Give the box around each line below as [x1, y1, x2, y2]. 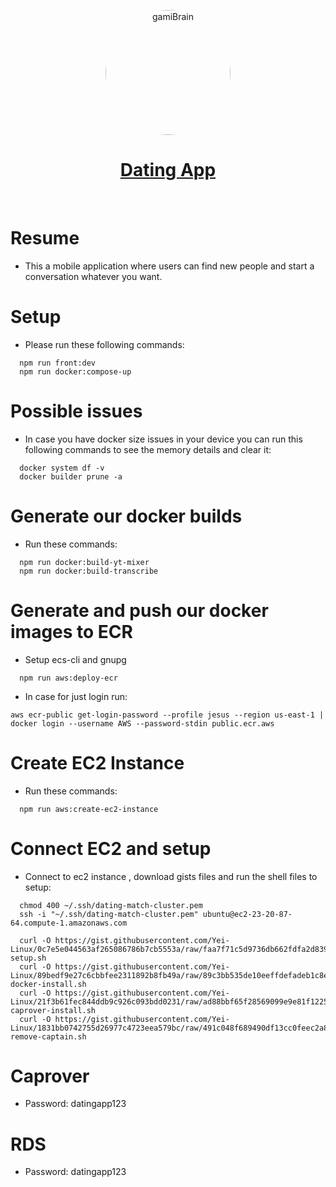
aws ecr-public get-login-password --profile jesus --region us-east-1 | [10, 710, 325, 720]
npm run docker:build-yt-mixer [19, 557, 150, 567]
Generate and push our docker [10, 599, 269, 622]
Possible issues [10, 400, 143, 422]
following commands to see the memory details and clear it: [24, 443, 272, 455]
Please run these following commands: [24, 338, 185, 350]
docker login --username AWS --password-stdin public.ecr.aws [10, 718, 275, 729]
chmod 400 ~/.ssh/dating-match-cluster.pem [19, 900, 203, 910]
